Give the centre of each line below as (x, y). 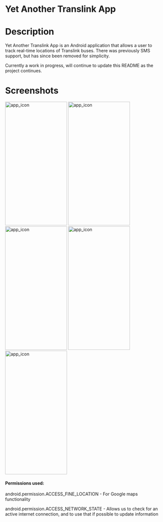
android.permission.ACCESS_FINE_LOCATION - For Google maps (72, 494)
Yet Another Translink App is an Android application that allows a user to (79, 45)
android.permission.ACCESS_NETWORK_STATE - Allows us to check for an (81, 509)
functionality (18, 499)
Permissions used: (25, 483)
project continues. (23, 71)
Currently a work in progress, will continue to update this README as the (79, 66)
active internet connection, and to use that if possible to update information (82, 514)
